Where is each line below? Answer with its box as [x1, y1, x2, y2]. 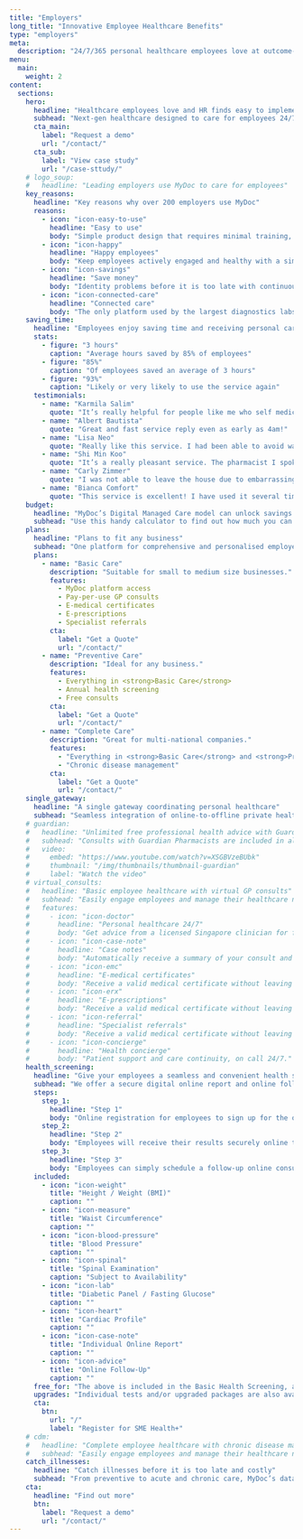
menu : [9, 55, 30, 64]
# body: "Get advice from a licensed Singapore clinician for [25, 928, 289, 937]
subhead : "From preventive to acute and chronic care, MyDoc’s [32, 1474, 277, 1484]
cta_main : [32, 123, 70, 132]
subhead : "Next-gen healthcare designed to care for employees [32, 114, 277, 123]
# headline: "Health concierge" [25, 1046, 171, 1055]
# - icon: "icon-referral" [25, 1012, 143, 1021]
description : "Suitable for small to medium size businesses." [49, 567, 293, 576]
